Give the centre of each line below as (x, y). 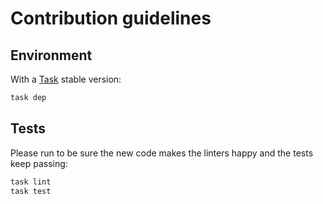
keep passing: (39, 163)
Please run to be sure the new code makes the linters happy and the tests (162, 153)
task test (31, 191)
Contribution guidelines (111, 18)
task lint (31, 182)
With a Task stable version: (66, 79)
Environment (51, 55)
